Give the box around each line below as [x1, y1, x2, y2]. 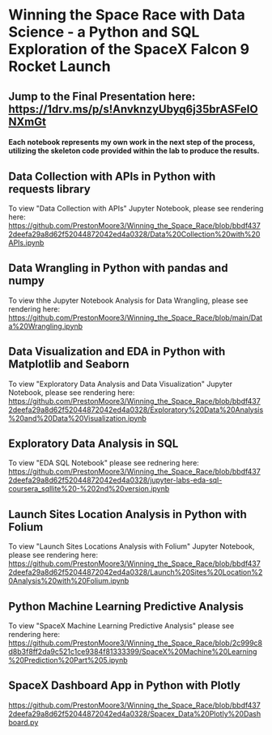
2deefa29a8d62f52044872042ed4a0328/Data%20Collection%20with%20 [8, 229, 261, 239]
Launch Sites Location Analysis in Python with [8, 508, 247, 521]
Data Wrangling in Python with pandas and [8, 261, 228, 275]
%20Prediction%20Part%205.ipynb [8, 656, 128, 665]
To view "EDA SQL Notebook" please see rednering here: [8, 458, 200, 468]
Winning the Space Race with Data [8, 6, 245, 24]
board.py [8, 717, 39, 727]
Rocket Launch [8, 57, 111, 76]
